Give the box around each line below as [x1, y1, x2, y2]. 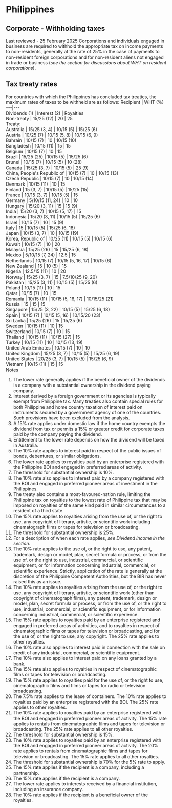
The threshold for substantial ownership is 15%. [13, 731, 114, 738]
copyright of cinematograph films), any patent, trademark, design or [13, 595, 157, 601]
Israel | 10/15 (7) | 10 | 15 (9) [6, 219, 64, 225]
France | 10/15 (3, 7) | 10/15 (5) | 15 [6, 192, 78, 198]
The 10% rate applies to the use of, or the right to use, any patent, [13, 546, 152, 552]
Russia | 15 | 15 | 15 [6, 301, 46, 307]
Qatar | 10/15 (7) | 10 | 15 [6, 290, 57, 296]
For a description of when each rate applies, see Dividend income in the [13, 535, 165, 541]
